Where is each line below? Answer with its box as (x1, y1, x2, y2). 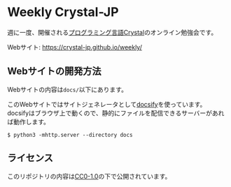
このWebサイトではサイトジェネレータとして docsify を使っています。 (7, 100, 206, 108)
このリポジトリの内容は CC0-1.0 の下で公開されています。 (7, 172, 171, 180)
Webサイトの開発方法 (7, 66, 101, 77)
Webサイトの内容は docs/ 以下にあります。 (7, 85, 128, 93)
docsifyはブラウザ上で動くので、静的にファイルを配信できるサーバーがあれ (7, 109, 225, 117)
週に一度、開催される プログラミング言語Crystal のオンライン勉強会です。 (7, 28, 218, 36)
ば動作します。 (7, 117, 50, 126)
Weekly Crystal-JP (7, 4, 119, 20)
